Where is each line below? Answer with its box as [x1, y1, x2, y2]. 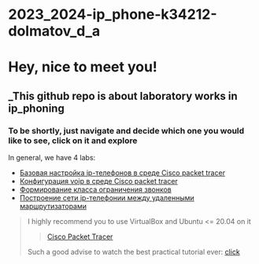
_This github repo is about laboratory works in [8, 89, 238, 103]
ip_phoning [8, 101, 65, 115]
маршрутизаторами [19, 202, 87, 211]
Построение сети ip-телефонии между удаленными [19, 193, 194, 203]
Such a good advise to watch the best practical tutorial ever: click [27, 247, 240, 257]
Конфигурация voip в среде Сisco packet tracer [19, 177, 179, 186]
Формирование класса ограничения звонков [19, 185, 172, 194]
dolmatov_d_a [8, 22, 101, 40]
